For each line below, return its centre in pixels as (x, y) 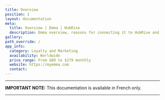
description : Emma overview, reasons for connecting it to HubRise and (84, 33)
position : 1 (17, 14)
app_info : (15, 46)
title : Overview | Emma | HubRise (45, 28)
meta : (11, 23)
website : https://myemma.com (39, 65)
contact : (18, 69)
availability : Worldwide (35, 55)
